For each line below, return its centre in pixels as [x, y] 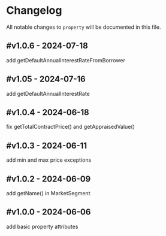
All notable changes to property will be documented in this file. [84, 27]
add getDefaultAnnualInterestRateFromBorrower [66, 60]
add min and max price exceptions [49, 160]
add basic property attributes [42, 226]
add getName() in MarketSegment [48, 193]
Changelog [34, 10]
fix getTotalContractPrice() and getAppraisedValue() [70, 127]
